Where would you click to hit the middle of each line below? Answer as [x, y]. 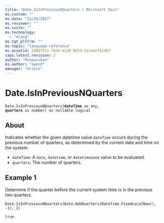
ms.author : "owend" [25, 64]
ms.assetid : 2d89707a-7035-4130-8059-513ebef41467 [58, 50]
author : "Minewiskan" [27, 60]
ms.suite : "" [18, 28]
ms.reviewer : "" [22, 23]
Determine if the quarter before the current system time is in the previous [79, 190]
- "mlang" [19, 37]
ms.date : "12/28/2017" [28, 19]
